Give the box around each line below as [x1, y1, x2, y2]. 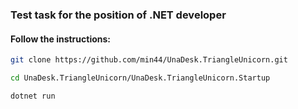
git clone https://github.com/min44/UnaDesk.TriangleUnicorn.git [10, 55, 288, 65]
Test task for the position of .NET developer [10, 8, 227, 22]
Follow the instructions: [10, 33, 112, 45]
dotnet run [10, 91, 56, 101]
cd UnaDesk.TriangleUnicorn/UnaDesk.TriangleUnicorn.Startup [10, 73, 271, 83]
